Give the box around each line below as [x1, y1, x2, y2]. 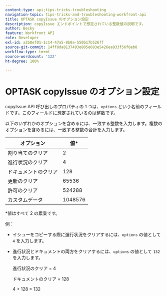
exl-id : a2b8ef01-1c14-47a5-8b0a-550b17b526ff [5, 40, 104, 45]
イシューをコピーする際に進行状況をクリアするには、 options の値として [12, 231, 161, 238]
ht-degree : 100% [5, 59, 39, 64]
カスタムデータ [7, 196, 43, 203]
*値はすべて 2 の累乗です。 [5, 210, 60, 216]
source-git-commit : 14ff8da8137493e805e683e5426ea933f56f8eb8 [5, 45, 137, 50]
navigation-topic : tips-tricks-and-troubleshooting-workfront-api [5, 12, 146, 17]
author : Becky [5, 26, 35, 31]
